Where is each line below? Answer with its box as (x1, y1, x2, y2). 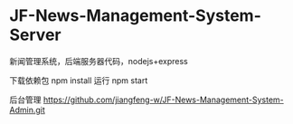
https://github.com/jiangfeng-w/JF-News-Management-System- (43, 94, 285, 105)
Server (9, 24, 61, 45)
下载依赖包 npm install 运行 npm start (9, 74, 148, 86)
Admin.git (9, 104, 45, 115)
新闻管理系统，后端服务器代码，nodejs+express (9, 55, 188, 66)
